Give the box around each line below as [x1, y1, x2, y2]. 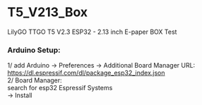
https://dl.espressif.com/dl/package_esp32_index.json [7, 68, 165, 78]
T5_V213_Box [7, 4, 88, 20]
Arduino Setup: [7, 45, 61, 55]
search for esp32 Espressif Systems [7, 84, 113, 92]
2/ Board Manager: [7, 76, 62, 85]
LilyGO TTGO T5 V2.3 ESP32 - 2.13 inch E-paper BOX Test [7, 27, 177, 36]
